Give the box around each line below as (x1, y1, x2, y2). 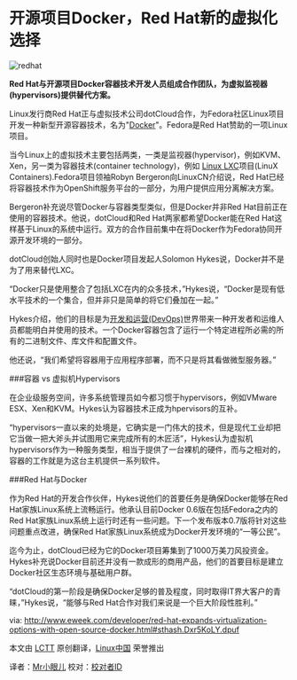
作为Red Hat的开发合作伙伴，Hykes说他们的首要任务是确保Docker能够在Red (9, 493, 288, 504)
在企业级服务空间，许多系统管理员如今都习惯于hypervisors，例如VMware (9, 392, 277, 403)
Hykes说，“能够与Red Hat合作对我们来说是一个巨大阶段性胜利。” (24, 597, 259, 607)
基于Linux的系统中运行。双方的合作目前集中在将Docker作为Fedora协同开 (16, 223, 283, 234)
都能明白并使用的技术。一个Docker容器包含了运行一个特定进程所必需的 (16, 324, 277, 335)
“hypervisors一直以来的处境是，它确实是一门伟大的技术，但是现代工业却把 (9, 422, 282, 433)
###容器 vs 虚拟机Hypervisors (9, 373, 121, 384)
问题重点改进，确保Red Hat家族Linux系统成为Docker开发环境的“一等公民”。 (9, 526, 285, 536)
